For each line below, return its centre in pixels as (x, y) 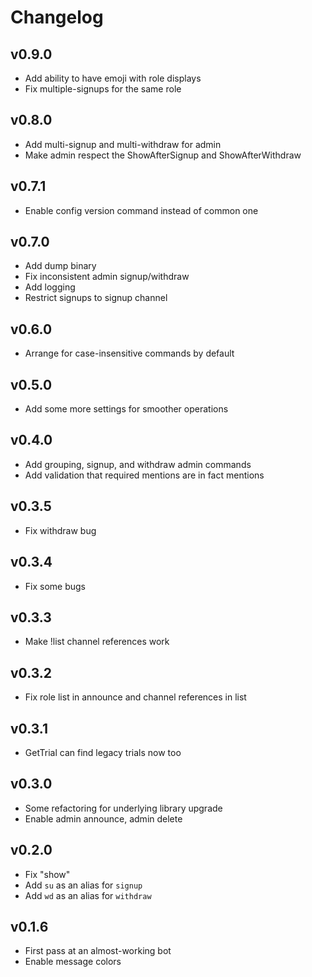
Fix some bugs (55, 586)
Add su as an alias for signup (83, 885)
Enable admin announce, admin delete (103, 818)
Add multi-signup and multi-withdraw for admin (123, 144)
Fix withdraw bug (60, 530)
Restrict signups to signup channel (96, 298)
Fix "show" (47, 874)
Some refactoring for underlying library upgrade (123, 808)
